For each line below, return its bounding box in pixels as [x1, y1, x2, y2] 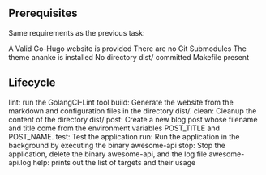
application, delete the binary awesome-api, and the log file [8, 149, 208, 159]
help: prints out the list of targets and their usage [32, 157, 196, 167]
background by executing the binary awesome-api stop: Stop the [8, 140, 225, 150]
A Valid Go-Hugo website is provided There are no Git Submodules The [8, 44, 247, 53]
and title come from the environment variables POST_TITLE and [8, 123, 221, 133]
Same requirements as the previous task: [8, 28, 145, 37]
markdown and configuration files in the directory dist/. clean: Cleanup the [8, 105, 257, 116]
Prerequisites [8, 6, 78, 20]
